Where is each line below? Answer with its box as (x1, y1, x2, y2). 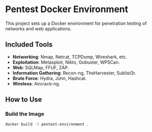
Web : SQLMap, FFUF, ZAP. (12, 64, 69, 70)
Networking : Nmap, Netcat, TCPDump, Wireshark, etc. (12, 54, 127, 60)
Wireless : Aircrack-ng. (12, 80, 61, 86)
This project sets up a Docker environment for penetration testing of (5, 20, 147, 26)
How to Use (5, 95, 42, 104)
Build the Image (5, 110, 44, 117)
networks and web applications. (5, 25, 72, 31)
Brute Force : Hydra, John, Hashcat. (12, 75, 87, 81)
